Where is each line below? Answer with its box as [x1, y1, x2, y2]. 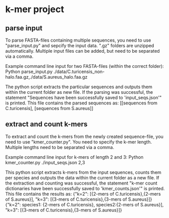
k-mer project [5, 4, 65, 15]
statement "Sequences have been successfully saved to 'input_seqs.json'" [5, 95, 162, 100]
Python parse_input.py [5, 68, 53, 75]
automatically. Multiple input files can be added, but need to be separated [5, 48, 160, 54]
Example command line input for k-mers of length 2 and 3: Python [5, 154, 144, 160]
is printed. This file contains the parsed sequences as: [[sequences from [5, 100, 158, 106]
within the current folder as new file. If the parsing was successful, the [5, 89, 153, 95]
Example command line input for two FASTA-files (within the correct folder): [5, 63, 164, 69]
